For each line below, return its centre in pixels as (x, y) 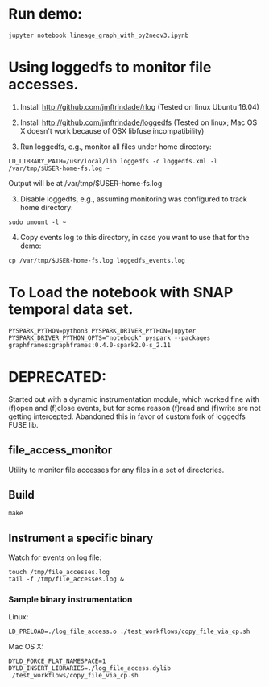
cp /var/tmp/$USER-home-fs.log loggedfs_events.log (97, 260)
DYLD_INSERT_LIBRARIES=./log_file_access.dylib (90, 668)
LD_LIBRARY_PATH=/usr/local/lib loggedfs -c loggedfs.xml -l (113, 161)
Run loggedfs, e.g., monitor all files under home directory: (116, 147)
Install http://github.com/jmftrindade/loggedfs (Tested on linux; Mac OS (139, 122)
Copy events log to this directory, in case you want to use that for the (134, 237)
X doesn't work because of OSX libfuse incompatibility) (112, 130)
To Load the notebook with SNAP (121, 293)
